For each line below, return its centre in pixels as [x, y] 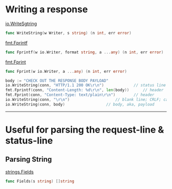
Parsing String [29, 160]
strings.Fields [20, 172]
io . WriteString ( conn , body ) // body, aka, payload [80, 104]
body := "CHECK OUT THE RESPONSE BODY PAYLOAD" [57, 80]
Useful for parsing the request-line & [85, 130]
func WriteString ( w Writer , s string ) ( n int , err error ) [68, 33]
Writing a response [47, 9]
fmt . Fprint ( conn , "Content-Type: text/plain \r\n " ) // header [80, 95]
